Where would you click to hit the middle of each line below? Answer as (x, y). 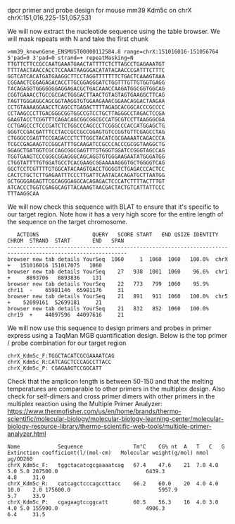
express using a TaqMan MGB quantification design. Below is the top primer (117, 335)
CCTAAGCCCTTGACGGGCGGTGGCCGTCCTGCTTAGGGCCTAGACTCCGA (86, 114)
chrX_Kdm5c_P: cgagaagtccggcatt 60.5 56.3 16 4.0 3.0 (113, 502)
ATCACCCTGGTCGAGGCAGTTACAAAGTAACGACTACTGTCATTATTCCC (86, 188)
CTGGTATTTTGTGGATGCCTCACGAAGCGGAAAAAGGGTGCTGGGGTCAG (86, 163)
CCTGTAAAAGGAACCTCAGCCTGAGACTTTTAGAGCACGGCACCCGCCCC (86, 107)
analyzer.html (27, 434)
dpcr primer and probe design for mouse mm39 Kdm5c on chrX (100, 10)
